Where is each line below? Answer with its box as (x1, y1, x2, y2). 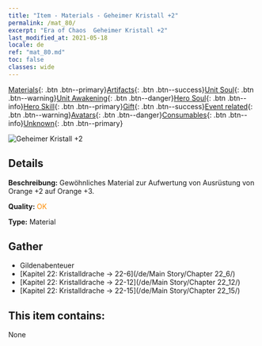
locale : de (8, 41, 44, 49)
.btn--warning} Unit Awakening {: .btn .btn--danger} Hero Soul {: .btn (8, 93, 226, 103)
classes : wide (8, 63, 55, 71)
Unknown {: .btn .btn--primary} (23, 118, 123, 127)
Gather (8, 239, 44, 253)
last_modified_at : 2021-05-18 (8, 33, 108, 42)
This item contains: (8, 309, 105, 322)
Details (8, 157, 44, 170)
